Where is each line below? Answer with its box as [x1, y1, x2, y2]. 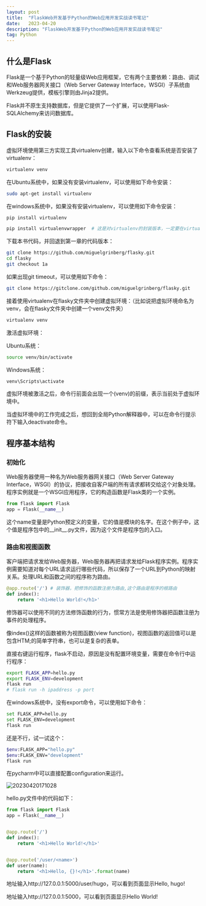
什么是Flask [6, 56, 52, 66]
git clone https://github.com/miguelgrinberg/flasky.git [6, 249, 155, 256]
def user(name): [6, 862, 48, 869]
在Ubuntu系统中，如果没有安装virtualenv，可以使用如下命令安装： [6, 178, 174, 186]
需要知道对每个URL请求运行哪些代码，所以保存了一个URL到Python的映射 [11, 565, 196, 573]
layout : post [6, 9, 40, 15]
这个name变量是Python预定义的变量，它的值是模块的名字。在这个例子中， [6, 518, 194, 525]
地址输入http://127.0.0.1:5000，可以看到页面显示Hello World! [6, 893, 158, 900]
